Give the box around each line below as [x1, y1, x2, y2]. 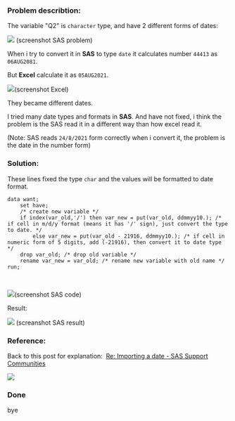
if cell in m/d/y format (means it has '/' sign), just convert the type [7, 220, 229, 227]
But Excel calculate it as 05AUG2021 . [7, 71, 109, 79]
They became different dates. [7, 99, 94, 108]
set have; [20, 202, 49, 209]
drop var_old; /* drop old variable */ [20, 251, 137, 258]
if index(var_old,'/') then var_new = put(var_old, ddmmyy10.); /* [20, 214, 222, 221]
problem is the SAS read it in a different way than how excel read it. [7, 120, 203, 129]
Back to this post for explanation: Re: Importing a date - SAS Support [7, 351, 208, 360]
